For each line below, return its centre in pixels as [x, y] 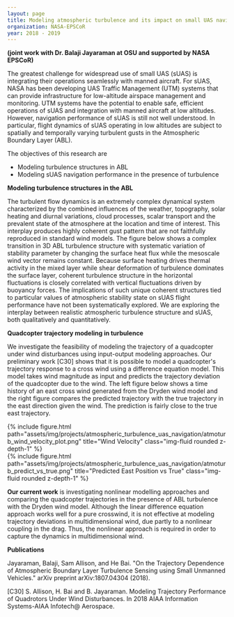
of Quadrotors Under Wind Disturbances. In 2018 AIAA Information [103, 599]
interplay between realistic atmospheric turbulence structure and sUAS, [110, 312]
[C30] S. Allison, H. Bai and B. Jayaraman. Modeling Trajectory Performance [117, 591]
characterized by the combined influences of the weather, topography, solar [116, 209]
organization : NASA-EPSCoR [46, 26]
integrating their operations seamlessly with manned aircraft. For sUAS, [110, 81]
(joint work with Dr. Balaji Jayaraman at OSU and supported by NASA [109, 53]
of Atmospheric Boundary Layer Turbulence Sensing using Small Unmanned [116, 570]
